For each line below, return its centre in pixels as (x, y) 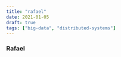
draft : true (21, 22)
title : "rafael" (26, 11)
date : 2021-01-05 (28, 17)
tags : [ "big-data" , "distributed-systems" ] (61, 28)
